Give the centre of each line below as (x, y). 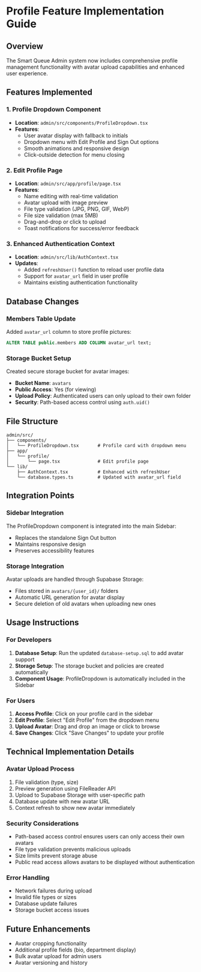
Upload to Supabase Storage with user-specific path (80, 795)
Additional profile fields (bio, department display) (75, 950)
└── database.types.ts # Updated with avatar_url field (99, 477)
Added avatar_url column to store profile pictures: (69, 331)
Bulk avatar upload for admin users (58, 956)
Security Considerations (43, 823)
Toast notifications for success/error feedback (81, 228)
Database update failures (46, 904)
